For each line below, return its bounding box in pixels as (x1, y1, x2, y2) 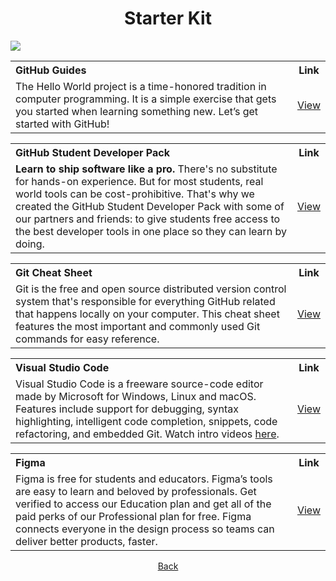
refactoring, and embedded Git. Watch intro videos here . (15, 427, 280, 441)
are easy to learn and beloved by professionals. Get (15, 484, 257, 498)
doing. (15, 237, 45, 251)
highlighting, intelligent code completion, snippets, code (15, 414, 278, 428)
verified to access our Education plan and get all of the (15, 497, 272, 511)
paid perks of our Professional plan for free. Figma (15, 509, 252, 523)
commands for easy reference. (15, 332, 160, 346)
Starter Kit (124, 7, 212, 30)
